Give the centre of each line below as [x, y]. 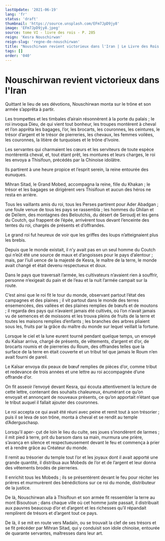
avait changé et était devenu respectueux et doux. [56, 266]
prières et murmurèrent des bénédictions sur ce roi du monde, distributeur [80, 483]
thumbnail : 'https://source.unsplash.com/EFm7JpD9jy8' [62, 23]
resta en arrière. [21, 195]
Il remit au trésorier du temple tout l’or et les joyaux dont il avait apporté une [82, 458]
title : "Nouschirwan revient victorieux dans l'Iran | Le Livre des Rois [82, 46]
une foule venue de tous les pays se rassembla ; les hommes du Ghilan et [79, 210]
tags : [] [14, 51]
